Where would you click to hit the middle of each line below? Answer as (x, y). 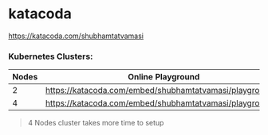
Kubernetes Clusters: (51, 56)
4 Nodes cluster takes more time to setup (96, 123)
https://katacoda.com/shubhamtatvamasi (76, 36)
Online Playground (164, 77)
